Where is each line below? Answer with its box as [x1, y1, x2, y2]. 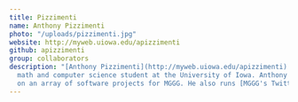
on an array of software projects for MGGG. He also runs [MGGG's [17, 79, 268, 88]
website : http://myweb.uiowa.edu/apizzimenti [9, 37, 180, 47]
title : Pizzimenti [9, 12, 77, 22]
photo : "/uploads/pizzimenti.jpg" [9, 29, 137, 38]
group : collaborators [9, 54, 90, 63]
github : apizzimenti [9, 46, 86, 55]
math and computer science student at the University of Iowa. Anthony [17, 71, 288, 80]
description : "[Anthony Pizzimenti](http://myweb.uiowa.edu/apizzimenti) [9, 63, 288, 72]
